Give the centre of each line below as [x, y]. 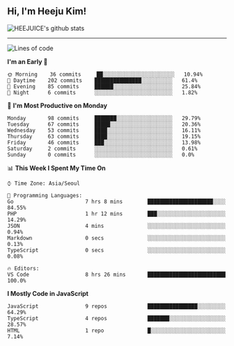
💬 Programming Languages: [45, 195]
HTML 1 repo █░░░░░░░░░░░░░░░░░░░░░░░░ [117, 330]
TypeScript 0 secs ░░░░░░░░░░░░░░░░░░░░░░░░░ [117, 250]
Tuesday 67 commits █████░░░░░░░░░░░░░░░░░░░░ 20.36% [104, 124]
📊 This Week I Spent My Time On [56, 168]
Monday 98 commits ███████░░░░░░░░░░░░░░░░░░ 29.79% [104, 118]
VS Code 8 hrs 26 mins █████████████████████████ [117, 274]
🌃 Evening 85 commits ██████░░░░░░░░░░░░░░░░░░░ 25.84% [104, 86]
